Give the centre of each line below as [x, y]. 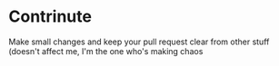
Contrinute [50, 17]
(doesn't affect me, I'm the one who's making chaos [106, 51]
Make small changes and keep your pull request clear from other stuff [139, 42]
